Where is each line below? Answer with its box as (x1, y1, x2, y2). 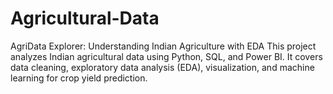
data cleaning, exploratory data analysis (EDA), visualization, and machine (10, 61, 315, 73)
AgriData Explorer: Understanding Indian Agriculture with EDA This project (10, 40, 317, 52)
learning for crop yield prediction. (10, 72, 148, 84)
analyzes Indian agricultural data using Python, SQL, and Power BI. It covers (10, 50, 323, 62)
